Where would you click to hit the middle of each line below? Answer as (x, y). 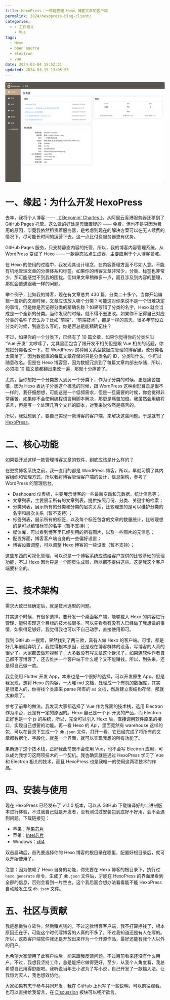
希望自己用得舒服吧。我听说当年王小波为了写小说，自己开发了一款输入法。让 (85, 968)
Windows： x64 (29, 842)
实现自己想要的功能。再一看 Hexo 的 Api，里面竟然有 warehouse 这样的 (89, 725)
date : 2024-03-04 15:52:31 (34, 64)
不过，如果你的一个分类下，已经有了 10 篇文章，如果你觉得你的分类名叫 (80, 337)
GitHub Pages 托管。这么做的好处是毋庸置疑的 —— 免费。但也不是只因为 (81, 224)
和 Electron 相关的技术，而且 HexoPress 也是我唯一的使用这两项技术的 (78, 762)
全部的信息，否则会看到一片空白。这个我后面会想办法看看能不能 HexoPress (83, 882)
